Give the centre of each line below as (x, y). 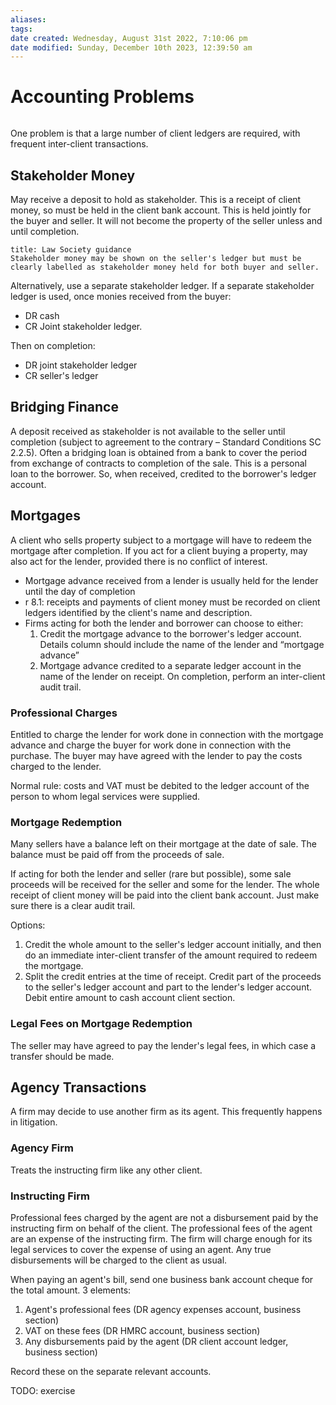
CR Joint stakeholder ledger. (83, 326)
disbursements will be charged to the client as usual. (119, 1260)
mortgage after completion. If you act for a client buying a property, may (159, 550)
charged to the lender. (56, 766)
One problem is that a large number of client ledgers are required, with (155, 133)
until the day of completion (80, 591)
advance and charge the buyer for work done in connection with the (151, 745)
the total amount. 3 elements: (71, 1290)
